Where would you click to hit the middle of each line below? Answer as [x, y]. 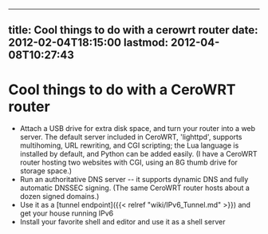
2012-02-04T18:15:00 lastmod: [89, 43]
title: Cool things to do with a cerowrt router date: [133, 30]
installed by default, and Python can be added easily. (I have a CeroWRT [138, 154]
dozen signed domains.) [59, 196]
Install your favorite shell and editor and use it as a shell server [122, 222]
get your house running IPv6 [67, 213]
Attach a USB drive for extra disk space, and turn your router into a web [138, 129]
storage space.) [46, 171]
